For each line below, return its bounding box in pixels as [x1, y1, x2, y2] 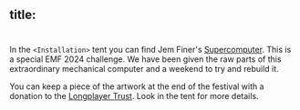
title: [9, 7, 36, 23]
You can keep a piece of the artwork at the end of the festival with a [9, 81, 264, 92]
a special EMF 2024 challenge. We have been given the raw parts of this [9, 54, 282, 65]
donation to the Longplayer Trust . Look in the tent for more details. [9, 90, 259, 101]
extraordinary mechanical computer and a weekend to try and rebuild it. [9, 63, 280, 74]
